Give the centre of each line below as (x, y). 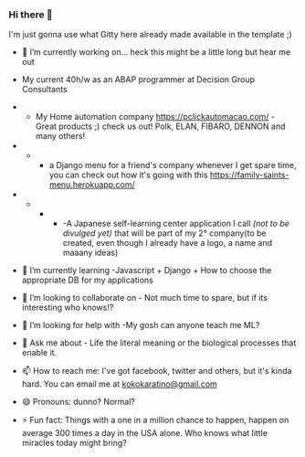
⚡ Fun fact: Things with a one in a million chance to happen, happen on (155, 420)
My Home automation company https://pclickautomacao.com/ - (155, 117)
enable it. (39, 353)
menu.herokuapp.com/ (92, 185)
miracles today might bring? (74, 443)
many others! (60, 136)
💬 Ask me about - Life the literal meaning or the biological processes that (159, 343)
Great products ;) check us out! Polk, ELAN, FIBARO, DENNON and (160, 126)
